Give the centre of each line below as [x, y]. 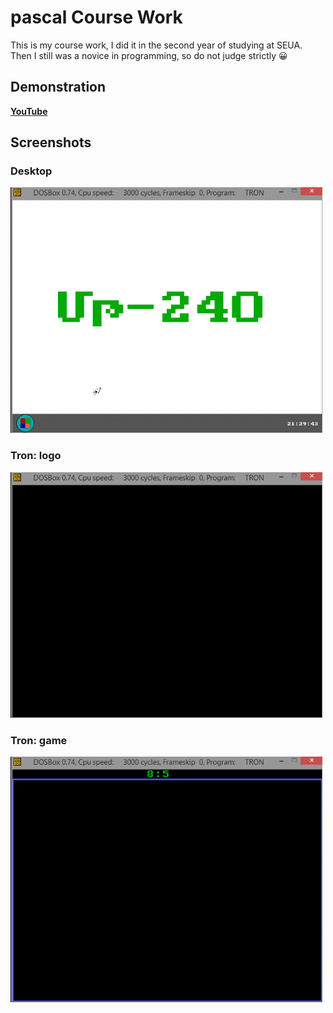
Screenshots [51, 142]
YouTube [29, 111]
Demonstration [58, 87]
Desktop [31, 171]
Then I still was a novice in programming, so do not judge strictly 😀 [149, 55]
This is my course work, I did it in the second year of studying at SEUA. [156, 45]
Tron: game [39, 740]
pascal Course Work [96, 17]
